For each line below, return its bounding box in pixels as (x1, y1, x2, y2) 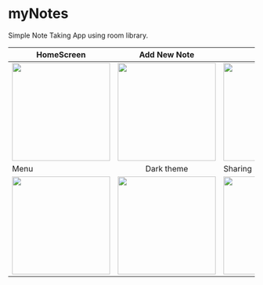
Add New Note (139, 49, 195, 60)
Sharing (223, 163, 253, 174)
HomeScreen (36, 49, 86, 60)
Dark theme (145, 163, 189, 174)
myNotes (8, 5, 69, 23)
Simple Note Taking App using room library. (8, 31, 149, 40)
